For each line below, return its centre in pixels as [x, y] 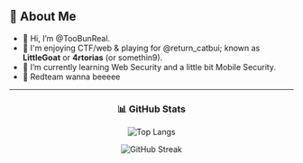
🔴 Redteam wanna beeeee [71, 77]
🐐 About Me [43, 17]
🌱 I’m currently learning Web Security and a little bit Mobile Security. [149, 67]
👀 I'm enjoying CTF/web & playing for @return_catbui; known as [141, 48]
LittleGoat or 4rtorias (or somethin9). [92, 57]
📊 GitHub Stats [151, 109]
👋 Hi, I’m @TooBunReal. [66, 38]
